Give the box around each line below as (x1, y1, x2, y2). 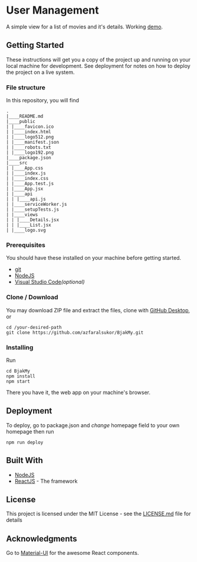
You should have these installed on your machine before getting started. (6, 254, 182, 261)
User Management (6, 4, 99, 17)
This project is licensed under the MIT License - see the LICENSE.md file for (6, 510, 191, 518)
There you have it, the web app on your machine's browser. (6, 389, 150, 396)
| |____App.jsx (6, 186, 44, 192)
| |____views (6, 212, 38, 218)
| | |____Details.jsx (6, 217, 60, 223)
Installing (6, 343, 34, 351)
